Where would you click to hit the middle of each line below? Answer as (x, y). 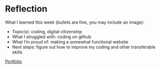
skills (17, 52)
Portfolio (14, 61)
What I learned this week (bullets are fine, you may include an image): (75, 22)
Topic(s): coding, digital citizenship (47, 31)
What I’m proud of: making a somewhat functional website (70, 41)
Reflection (26, 9)
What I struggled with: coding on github (51, 37)
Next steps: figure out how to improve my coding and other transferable (84, 47)
